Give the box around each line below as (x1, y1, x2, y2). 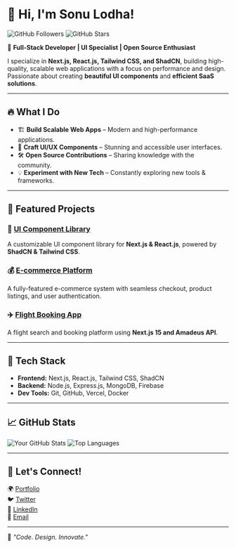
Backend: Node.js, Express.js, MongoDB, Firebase (17, 381, 164, 389)
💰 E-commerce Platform (7, 266, 93, 275)
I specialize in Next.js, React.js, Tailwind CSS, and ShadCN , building (7, 56, 207, 65)
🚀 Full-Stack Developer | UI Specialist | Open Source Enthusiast (7, 43, 196, 51)
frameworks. (17, 176, 55, 185)
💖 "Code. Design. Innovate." (7, 533, 88, 542)
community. (17, 161, 52, 169)
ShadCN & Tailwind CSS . (7, 247, 81, 256)
